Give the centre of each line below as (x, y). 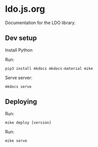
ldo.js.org (25, 9)
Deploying (21, 102)
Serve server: (19, 78)
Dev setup (21, 38)
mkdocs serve (18, 87)
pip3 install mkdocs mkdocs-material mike (49, 68)
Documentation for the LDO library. (40, 23)
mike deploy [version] (28, 122)
